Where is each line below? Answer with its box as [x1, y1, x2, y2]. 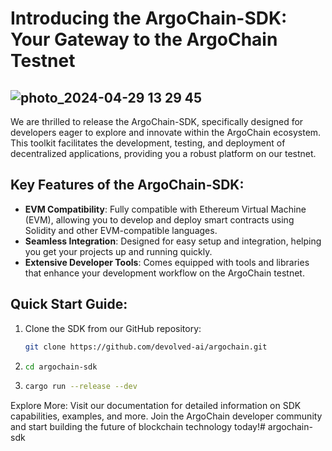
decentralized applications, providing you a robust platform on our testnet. [10, 148, 317, 159]
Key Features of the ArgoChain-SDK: [10, 177, 245, 194]
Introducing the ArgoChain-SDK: [10, 7, 288, 30]
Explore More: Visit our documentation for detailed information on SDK [10, 400, 302, 412]
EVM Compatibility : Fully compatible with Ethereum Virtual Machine [24, 203, 307, 215]
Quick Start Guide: [10, 296, 128, 313]
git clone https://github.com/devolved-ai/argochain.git [24, 342, 268, 352]
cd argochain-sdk [24, 362, 98, 372]
